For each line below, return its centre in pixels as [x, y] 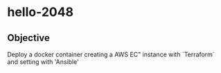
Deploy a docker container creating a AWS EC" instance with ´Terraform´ [111, 54]
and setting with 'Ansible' [43, 62]
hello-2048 [41, 12]
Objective [29, 38]
